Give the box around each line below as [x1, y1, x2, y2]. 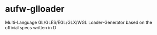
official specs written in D [5, 24, 56, 30]
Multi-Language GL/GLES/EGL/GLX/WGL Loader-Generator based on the [5, 19, 153, 25]
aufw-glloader [5, 3, 65, 15]
